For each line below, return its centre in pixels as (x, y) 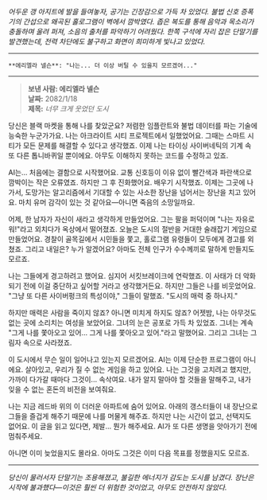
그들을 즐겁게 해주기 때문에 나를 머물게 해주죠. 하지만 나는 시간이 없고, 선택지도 (130, 416)
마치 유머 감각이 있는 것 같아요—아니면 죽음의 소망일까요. (107, 202)
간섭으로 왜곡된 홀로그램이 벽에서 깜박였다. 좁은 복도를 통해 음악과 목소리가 (138, 21)
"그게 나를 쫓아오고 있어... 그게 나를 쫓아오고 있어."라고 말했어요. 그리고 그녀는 (128, 332)
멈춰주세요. (25, 436)
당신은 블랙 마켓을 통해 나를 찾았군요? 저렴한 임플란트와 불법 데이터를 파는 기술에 (133, 125)
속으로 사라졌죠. (47, 342)
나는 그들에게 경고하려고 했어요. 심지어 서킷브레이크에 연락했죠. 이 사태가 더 (125, 276)
